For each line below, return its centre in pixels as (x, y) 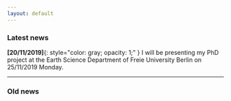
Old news (23, 91)
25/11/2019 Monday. (35, 67)
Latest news (28, 37)
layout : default (30, 13)
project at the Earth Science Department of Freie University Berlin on (104, 60)
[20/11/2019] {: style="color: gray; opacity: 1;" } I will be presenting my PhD (113, 52)
